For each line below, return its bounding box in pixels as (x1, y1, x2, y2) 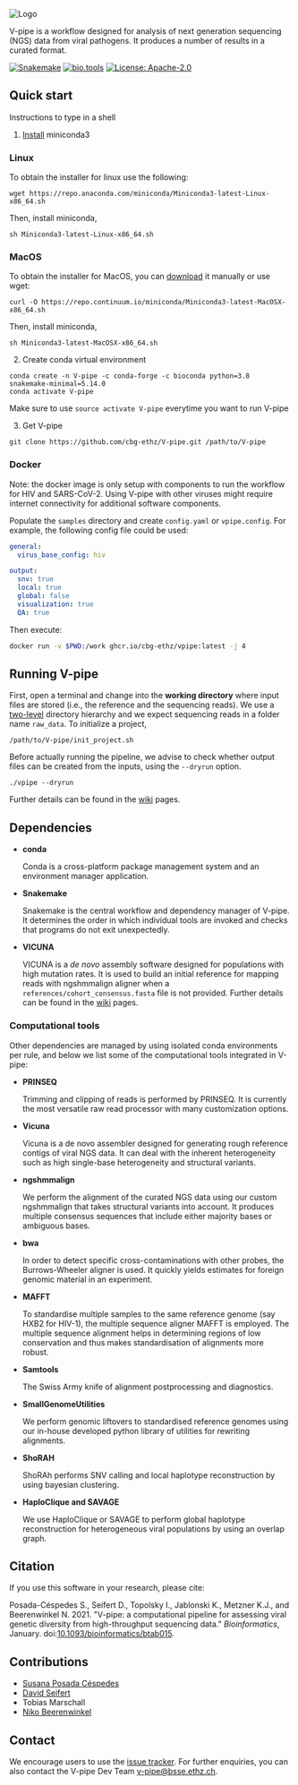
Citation (9, 1559, 55, 1574)
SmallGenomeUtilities (21, 1398, 106, 1409)
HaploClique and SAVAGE (21, 1496, 120, 1507)
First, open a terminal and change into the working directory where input (9, 690, 279, 701)
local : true (17, 583, 63, 593)
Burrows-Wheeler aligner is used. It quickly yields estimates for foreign (21, 1264, 285, 1275)
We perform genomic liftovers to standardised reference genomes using (21, 1415, 289, 1427)
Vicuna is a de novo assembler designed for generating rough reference (21, 1138, 288, 1149)
